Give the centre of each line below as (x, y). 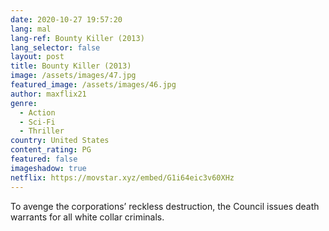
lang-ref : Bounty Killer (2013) (77, 38)
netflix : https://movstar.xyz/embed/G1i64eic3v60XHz (122, 177)
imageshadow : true (48, 168)
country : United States (60, 141)
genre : (24, 103)
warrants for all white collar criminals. (87, 217)
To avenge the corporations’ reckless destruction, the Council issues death (165, 206)
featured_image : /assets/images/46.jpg (93, 85)
